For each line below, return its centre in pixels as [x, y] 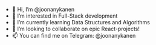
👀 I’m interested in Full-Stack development [65, 16]
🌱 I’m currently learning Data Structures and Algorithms [81, 22]
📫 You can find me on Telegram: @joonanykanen [74, 36]
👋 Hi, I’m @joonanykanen [43, 9]
